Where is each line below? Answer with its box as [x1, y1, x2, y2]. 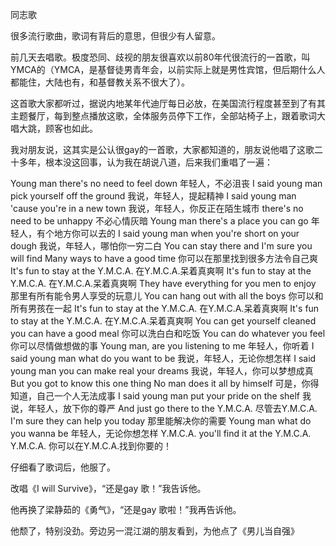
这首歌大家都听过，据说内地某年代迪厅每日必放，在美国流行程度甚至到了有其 [10, 98, 326, 109]
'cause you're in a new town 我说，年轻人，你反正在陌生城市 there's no [10, 203, 304, 214]
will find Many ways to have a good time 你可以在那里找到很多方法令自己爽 [10, 253, 319, 264]
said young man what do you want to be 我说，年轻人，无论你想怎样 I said [10, 353, 317, 364]
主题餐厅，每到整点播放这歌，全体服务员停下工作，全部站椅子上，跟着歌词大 [10, 110, 326, 122]
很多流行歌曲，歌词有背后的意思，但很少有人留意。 [10, 30, 221, 42]
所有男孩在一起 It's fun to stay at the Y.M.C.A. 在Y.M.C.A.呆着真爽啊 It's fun [10, 303, 320, 314]
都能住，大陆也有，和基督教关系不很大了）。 [10, 76, 190, 88]
